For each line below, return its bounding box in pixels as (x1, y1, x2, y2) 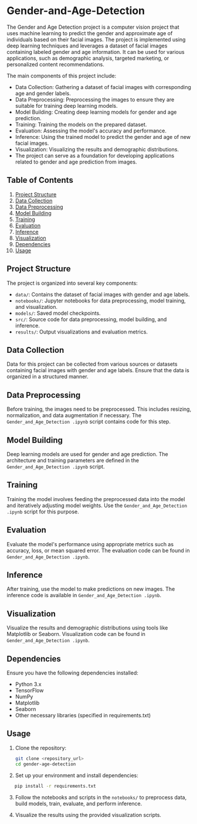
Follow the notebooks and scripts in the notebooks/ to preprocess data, (15, 794, 187, 801)
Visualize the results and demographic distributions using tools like (6, 624, 168, 631)
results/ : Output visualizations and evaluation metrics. (15, 328, 148, 335)
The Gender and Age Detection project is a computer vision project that (6, 23, 179, 30)
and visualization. (15, 303, 58, 310)
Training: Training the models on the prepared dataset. (15, 121, 147, 128)
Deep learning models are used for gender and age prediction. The (6, 451, 169, 458)
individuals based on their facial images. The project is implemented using (6, 36, 186, 43)
